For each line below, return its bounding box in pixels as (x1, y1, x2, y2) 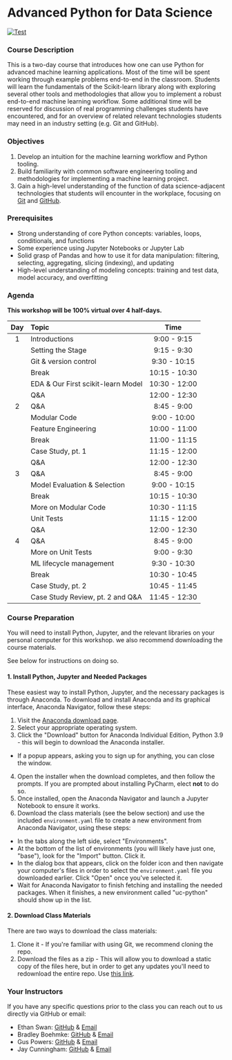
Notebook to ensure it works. (17, 801, 100, 809)
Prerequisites (7, 213, 53, 223)
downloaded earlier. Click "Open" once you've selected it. (17, 874, 182, 882)
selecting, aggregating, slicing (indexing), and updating (17, 258, 175, 267)
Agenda (7, 290, 35, 300)
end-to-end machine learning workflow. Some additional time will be (7, 97, 202, 106)
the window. (17, 758, 52, 767)
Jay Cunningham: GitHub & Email (17, 1045, 112, 1054)
